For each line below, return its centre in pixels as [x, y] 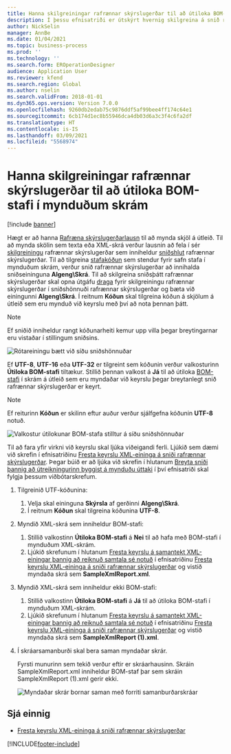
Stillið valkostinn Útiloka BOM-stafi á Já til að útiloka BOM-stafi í [119, 601]
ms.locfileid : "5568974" [43, 142]
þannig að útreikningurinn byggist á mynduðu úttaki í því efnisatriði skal [108, 469]
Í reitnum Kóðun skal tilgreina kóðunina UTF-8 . [93, 510]
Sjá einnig [29, 714]
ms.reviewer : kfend [35, 78]
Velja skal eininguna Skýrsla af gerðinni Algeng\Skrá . [103, 504]
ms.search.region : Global [44, 84]
